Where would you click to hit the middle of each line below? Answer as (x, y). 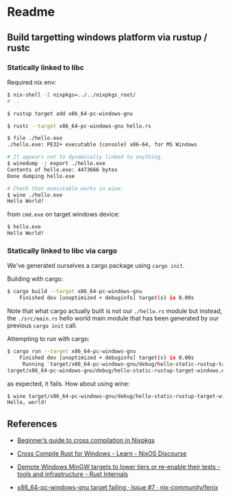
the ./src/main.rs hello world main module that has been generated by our (113, 319)
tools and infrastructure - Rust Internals (73, 474)
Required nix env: (32, 82)
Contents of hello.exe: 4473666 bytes (62, 170)
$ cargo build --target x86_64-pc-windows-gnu (75, 292)
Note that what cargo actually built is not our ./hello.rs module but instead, (115, 311)
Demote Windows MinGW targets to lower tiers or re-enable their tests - (118, 467)
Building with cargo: (35, 279)
